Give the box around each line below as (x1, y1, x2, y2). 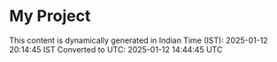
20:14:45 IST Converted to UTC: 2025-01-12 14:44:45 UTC (9, 44, 223, 54)
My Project (9, 6, 91, 26)
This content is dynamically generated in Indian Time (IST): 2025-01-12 (9, 35, 268, 45)
